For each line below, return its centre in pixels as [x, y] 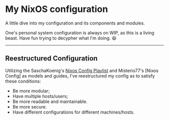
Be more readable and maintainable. [50, 101]
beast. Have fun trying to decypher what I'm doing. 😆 [61, 38]
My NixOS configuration [57, 9]
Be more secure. [29, 106]
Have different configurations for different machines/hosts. [73, 112]
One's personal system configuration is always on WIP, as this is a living [80, 32]
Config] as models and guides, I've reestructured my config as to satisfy [80, 75]
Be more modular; [31, 90]
